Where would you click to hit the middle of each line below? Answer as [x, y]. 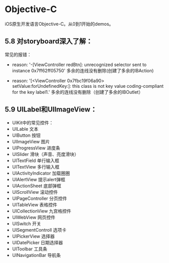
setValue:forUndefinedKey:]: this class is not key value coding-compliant [88, 86]
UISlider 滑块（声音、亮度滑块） [45, 154]
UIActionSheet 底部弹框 [37, 186]
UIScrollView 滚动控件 [35, 192]
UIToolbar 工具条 [30, 249]
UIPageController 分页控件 [39, 198]
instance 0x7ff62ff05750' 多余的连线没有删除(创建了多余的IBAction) [83, 70]
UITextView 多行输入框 [36, 167]
